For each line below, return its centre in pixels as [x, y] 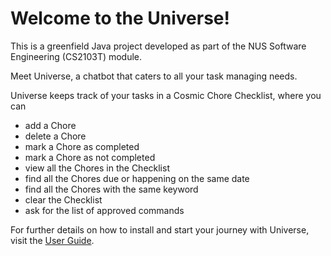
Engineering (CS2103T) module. [76, 56]
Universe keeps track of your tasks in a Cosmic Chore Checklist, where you [166, 95]
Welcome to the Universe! [120, 18]
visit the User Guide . [52, 240]
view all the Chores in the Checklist [97, 168]
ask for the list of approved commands [104, 210]
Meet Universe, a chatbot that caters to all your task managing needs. [154, 76]
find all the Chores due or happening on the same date [137, 178]
